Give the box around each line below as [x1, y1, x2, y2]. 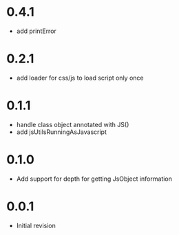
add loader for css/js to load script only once [16, 74, 144, 82]
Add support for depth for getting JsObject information [16, 175, 173, 183]
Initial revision [16, 221, 56, 230]
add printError [16, 27, 56, 35]
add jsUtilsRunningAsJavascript [16, 128, 107, 136]
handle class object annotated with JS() [16, 120, 129, 128]
